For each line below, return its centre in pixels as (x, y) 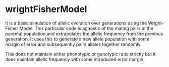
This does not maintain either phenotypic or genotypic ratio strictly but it (80, 54)
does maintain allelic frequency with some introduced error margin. (75, 59)
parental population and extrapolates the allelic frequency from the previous (84, 33)
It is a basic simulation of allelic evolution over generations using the (76, 23)
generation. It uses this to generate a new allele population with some (77, 39)
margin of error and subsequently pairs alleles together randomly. (74, 44)
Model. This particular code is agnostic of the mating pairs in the (87, 28)
